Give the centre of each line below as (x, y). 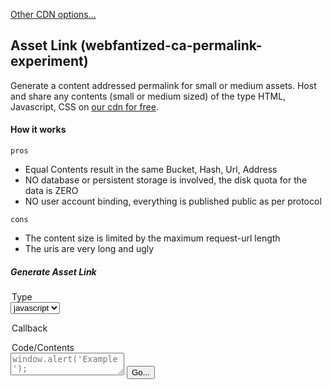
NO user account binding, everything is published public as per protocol (173, 201)
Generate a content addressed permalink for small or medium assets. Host (163, 85)
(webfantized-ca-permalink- (171, 45)
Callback (29, 328)
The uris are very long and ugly (89, 249)
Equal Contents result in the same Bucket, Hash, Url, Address (151, 170)
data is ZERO (51, 191)
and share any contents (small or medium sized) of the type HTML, (148, 96)
